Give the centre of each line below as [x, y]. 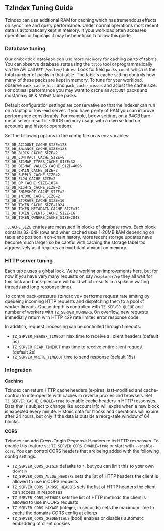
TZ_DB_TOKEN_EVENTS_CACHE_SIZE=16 [40, 213]
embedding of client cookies [41, 523]
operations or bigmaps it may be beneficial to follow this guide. [69, 35]
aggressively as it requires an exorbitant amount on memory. [66, 248]
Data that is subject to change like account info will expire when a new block [82, 406]
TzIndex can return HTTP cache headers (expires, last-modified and [74, 390]
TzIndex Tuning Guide [39, 8]
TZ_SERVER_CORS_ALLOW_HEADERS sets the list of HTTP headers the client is [85, 476]
